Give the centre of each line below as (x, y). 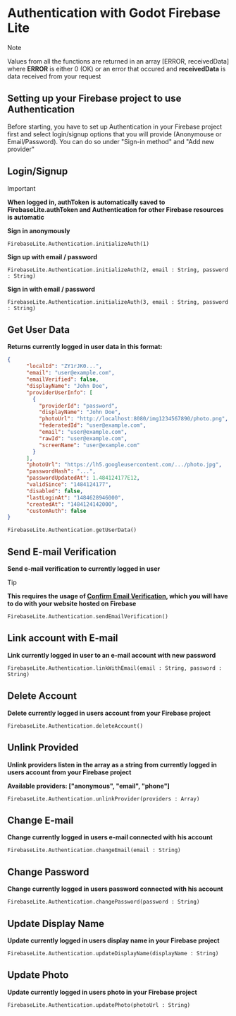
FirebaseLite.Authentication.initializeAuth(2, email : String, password (118, 270)
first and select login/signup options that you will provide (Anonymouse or (114, 134)
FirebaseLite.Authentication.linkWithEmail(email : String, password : (114, 668)
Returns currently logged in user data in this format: (85, 347)
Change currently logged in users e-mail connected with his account (110, 837)
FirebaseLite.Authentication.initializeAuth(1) (79, 244)
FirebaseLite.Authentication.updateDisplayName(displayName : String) (113, 953)
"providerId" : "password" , (78, 406)
